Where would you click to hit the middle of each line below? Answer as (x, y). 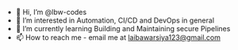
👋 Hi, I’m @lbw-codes (51, 12)
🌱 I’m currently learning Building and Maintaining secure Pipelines (123, 29)
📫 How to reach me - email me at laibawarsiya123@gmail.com (118, 37)
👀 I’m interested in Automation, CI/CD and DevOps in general (115, 20)
